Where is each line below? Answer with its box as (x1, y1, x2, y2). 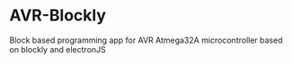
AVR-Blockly (9, 5, 106, 26)
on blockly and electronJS (9, 44, 106, 54)
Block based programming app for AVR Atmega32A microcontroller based (9, 35, 283, 45)
